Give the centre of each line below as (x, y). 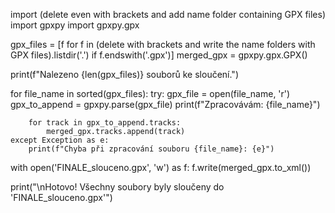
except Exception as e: (60, 140)
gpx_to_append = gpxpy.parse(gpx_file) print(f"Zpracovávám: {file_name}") (165, 104)
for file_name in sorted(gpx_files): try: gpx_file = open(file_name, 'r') (150, 93)
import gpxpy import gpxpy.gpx (75, 25)
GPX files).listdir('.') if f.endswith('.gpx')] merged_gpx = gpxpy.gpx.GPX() (159, 55)
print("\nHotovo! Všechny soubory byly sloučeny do (117, 187)
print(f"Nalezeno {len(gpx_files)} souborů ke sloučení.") (124, 74)
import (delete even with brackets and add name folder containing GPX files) (168, 14)
